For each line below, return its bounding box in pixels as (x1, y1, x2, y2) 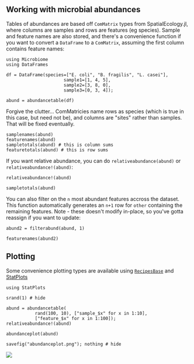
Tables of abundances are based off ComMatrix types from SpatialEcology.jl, (6, 20, 188, 27)
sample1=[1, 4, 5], (63, 77, 111, 83)
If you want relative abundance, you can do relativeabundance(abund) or (6, 157, 181, 164)
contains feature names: (6, 45, 65, 52)
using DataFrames (6, 62, 49, 67)
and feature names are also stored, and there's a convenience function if (6, 32, 181, 40)
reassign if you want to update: (6, 214, 81, 221)
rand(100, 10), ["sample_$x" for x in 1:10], (34, 310, 148, 316)
